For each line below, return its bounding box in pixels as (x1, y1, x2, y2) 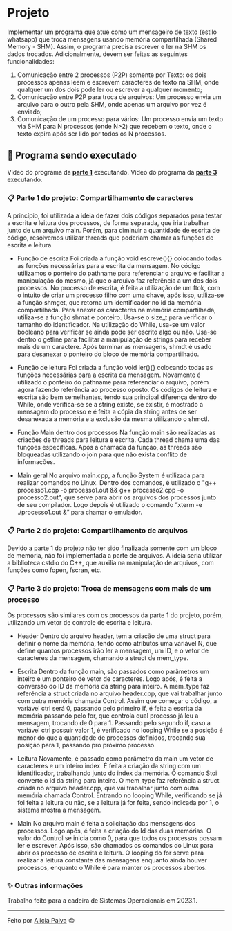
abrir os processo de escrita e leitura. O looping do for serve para (17, 849, 204, 857)
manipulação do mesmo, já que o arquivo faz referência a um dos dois (17, 276, 217, 285)
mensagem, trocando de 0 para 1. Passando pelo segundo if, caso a (17, 718, 211, 727)
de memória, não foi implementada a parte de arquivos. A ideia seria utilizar (7, 551, 222, 560)
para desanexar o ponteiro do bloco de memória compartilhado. (17, 350, 200, 358)
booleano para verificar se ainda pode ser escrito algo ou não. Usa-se (17, 328, 217, 337)
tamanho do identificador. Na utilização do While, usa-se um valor (17, 321, 206, 329)
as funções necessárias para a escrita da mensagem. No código (17, 262, 201, 270)
